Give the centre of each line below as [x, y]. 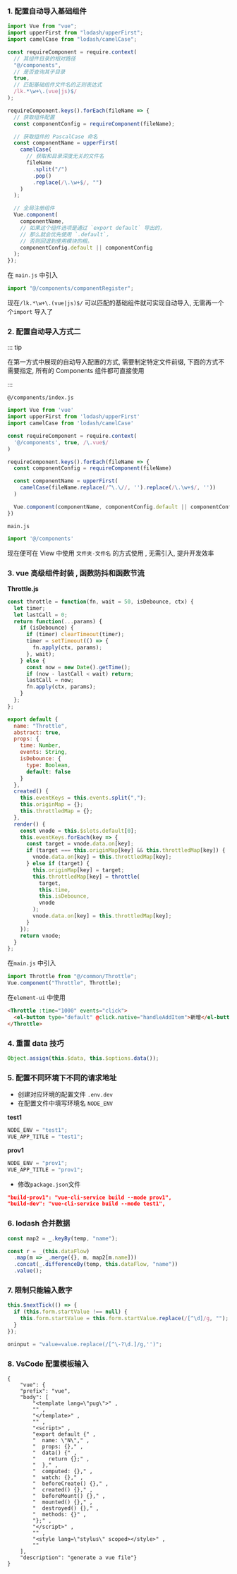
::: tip [15, 348]
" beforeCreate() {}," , [71, 1483]
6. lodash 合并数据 [39, 1224]
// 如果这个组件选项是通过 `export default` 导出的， [93, 228]
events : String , [44, 752]
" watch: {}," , [58, 1477]
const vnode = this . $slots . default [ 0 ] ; [79, 831]
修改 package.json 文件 [49, 1184]
